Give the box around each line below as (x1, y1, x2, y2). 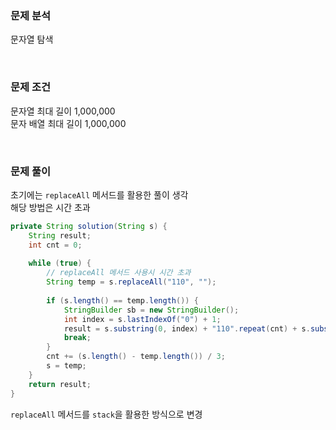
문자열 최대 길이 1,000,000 (10, 105, 116, 117)
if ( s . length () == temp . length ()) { (46, 295, 199, 306)
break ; (63, 333, 92, 343)
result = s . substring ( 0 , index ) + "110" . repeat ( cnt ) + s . (63, 323, 311, 334)
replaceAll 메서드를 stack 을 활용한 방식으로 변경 (10, 408, 203, 420)
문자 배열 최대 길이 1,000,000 (10, 117, 127, 129)
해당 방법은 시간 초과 (10, 201, 91, 213)
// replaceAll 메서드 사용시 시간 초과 (46, 268, 192, 278)
